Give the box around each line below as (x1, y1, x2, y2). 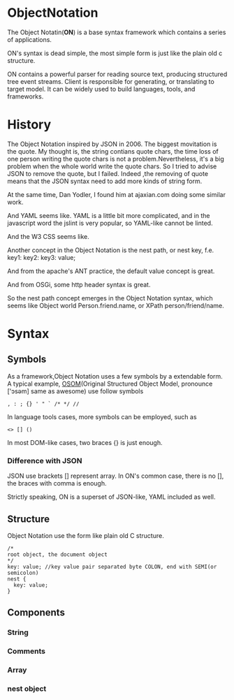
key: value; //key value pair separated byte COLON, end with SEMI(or (7, 563, 217, 570)
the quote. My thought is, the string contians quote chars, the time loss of (7, 147, 219, 155)
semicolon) (7, 569, 39, 576)
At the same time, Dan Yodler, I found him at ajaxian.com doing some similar (7, 190, 226, 198)
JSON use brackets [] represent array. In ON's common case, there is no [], (7, 472, 224, 480)
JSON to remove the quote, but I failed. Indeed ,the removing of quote (7, 169, 208, 177)
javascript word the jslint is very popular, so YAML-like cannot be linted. (7, 219, 213, 227)
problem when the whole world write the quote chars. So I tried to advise (7, 162, 217, 170)
